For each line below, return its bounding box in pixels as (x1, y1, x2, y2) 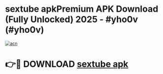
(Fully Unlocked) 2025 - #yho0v (5, 14, 138, 25)
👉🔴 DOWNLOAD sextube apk (5, 59, 129, 70)
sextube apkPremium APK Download (5, 3, 159, 15)
